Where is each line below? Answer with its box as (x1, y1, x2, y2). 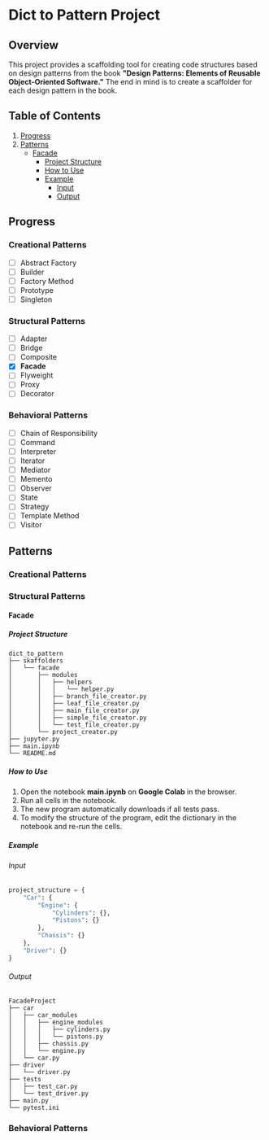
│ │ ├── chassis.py (8, 1039, 89, 1047)
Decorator (20, 389, 54, 399)
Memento (20, 474, 53, 484)
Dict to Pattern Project (8, 6, 161, 24)
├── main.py (8, 1096, 49, 1104)
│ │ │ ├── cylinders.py (8, 1025, 111, 1033)
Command (20, 437, 55, 447)
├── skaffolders (8, 657, 63, 665)
